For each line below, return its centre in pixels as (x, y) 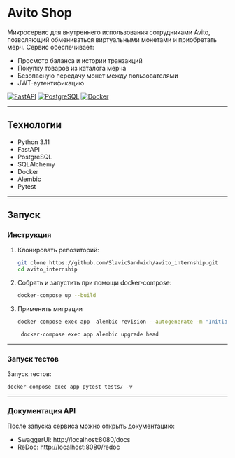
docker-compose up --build (57, 296)
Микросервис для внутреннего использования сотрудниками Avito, (109, 32)
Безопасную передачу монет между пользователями (98, 76)
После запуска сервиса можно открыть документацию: (91, 426)
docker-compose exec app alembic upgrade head (90, 334)
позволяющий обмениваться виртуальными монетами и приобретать (112, 39)
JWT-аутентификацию (51, 83)
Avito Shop (40, 13)
